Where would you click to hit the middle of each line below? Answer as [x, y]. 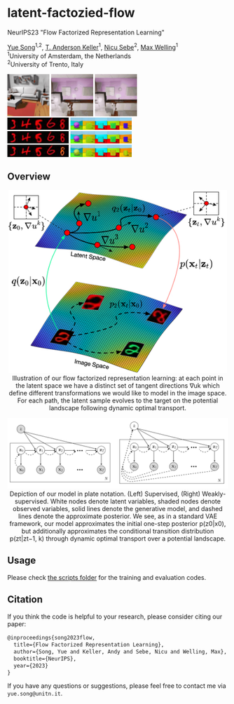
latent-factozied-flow [71, 13]
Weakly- [214, 494]
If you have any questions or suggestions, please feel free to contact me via [117, 686]
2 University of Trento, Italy [46, 63]
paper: [17, 624]
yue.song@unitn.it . [35, 693]
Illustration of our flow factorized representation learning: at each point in [118, 378]
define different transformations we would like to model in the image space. [118, 393]
